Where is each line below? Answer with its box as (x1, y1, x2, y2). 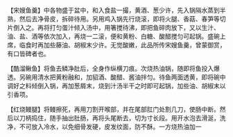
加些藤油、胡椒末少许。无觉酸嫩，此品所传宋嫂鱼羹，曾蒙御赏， (43, 41, 226, 49)
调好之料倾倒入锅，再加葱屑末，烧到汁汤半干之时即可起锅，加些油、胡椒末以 (7, 82, 226, 90)
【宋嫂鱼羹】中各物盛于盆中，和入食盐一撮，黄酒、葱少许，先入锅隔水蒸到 (7, 6, 220, 14)
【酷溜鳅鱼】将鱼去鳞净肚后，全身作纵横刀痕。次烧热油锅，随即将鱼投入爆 (7, 65, 220, 72)
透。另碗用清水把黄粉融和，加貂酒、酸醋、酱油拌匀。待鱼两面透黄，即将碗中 (7, 73, 226, 81)
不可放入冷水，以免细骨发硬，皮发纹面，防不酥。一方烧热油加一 (19, 122, 202, 131)
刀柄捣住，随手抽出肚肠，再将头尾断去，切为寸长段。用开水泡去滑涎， (19, 114, 220, 122)
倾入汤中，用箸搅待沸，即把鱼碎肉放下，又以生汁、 (74, 24, 220, 31)
